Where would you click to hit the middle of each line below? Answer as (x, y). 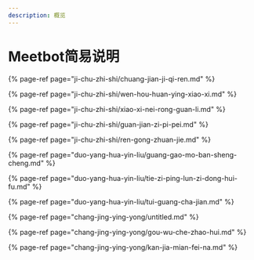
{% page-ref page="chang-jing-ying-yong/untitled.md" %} (103, 217)
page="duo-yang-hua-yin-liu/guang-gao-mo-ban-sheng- (143, 154)
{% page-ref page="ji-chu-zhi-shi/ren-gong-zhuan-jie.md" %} (110, 139)
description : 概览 (37, 15)
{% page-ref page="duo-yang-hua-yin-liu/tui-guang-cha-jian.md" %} (121, 201)
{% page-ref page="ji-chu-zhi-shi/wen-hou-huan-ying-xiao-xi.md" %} (123, 94)
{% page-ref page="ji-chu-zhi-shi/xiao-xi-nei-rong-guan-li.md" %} (117, 109)
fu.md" (19, 186)
